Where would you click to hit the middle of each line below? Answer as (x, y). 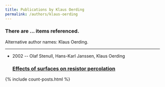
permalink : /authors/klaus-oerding (41, 14)
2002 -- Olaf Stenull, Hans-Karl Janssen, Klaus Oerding (69, 56)
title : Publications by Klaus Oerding (45, 10)
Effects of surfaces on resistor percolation (64, 68)
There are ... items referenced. (42, 31)
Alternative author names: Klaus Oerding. (47, 42)
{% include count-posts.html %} (38, 79)
